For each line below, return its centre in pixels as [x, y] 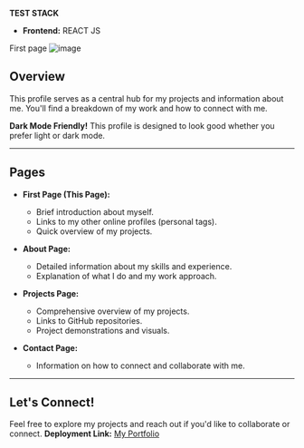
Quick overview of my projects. [94, 231]
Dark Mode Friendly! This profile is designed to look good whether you [142, 125]
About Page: [46, 248]
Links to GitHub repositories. [89, 320]
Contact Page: [50, 347]
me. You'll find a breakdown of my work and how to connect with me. [139, 108]
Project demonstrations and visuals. [103, 330]
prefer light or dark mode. [57, 135]
